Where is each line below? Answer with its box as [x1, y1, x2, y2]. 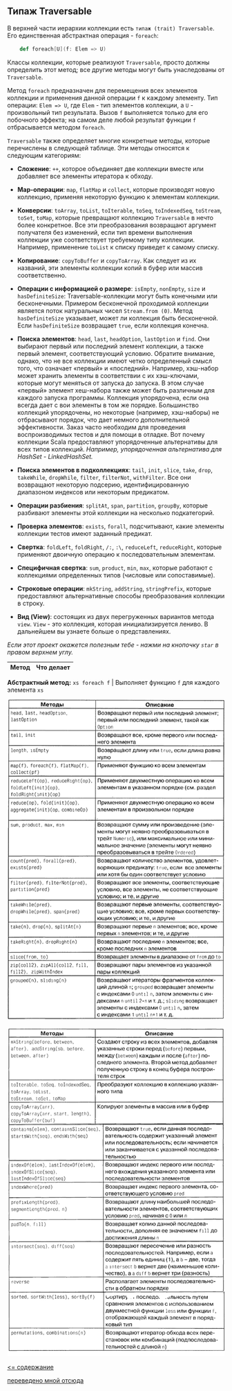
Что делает [36, 663, 70, 672]
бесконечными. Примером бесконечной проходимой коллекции [17, 299, 209, 307]
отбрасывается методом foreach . [7, 123, 106, 131]
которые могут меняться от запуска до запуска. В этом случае [17, 379, 204, 387]
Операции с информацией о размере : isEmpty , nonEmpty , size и [17, 284, 206, 293]
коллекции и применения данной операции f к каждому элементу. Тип [7, 93, 218, 102]
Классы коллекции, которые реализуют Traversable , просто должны [7, 58, 210, 66]
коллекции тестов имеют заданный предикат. [17, 529, 153, 537]
